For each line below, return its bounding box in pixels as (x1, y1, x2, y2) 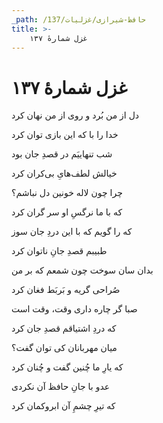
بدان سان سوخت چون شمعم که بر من (11, 264, 154, 276)
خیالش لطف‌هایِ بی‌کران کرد (11, 167, 118, 180)
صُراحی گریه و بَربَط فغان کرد (11, 284, 121, 296)
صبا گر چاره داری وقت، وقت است (11, 303, 138, 315)
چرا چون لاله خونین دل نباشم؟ (11, 187, 123, 199)
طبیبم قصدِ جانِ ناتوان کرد (11, 245, 108, 257)
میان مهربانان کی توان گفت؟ (11, 342, 118, 354)
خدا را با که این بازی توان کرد (11, 129, 119, 141)
